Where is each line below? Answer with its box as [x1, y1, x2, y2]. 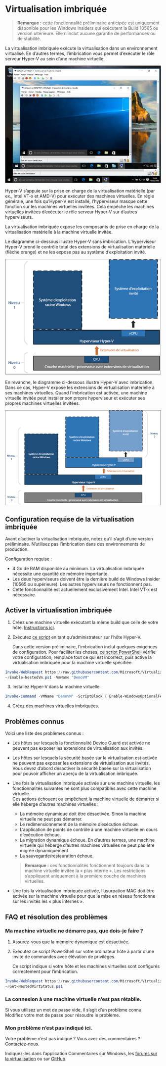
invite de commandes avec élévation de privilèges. [12, 954, 116, 960]
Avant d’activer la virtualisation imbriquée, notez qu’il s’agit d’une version [5, 535, 153, 541]
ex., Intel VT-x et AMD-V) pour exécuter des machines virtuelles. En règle [5, 193, 154, 199]
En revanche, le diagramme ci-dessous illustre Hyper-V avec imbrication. [5, 380, 154, 386]
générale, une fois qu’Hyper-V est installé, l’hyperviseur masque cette [5, 198, 148, 204]
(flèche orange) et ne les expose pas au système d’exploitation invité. [5, 249, 147, 255]
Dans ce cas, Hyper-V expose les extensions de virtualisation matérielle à [5, 385, 155, 390]
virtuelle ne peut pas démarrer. [19, 816, 83, 822]
